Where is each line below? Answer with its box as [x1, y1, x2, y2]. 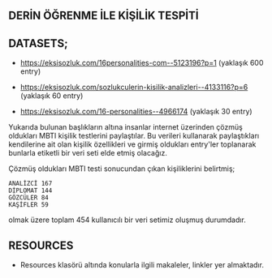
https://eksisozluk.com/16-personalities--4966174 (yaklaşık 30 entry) [19, 107, 253, 117]
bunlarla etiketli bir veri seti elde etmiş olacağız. [8, 148, 168, 158]
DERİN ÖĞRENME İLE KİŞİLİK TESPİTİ [8, 9, 199, 23]
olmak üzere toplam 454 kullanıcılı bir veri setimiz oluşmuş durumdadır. [8, 215, 246, 225]
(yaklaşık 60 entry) [19, 91, 84, 101]
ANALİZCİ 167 [8, 180, 53, 188]
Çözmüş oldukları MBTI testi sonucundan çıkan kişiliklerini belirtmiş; [8, 164, 235, 173]
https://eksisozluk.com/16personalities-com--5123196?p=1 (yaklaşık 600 [19, 58, 264, 68]
